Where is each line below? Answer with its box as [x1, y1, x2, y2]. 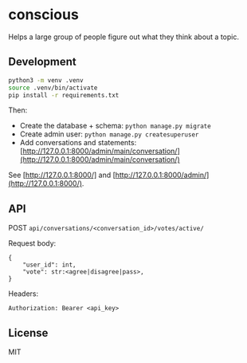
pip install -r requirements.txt [8, 91, 120, 99]
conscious [8, 6, 80, 24]
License [8, 326, 49, 340]
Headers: [8, 289, 38, 298]
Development [8, 55, 77, 69]
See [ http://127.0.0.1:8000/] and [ [8, 170, 116, 180]
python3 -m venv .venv [8, 76, 84, 85]
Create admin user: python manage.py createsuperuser [19, 129, 199, 139]
